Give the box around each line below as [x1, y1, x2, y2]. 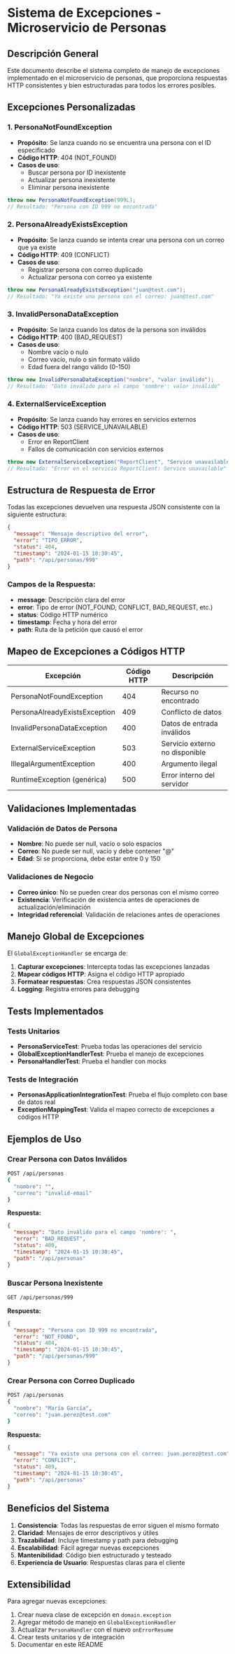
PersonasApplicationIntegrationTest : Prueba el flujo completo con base [17, 1091, 228, 1099]
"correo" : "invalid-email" [13, 1190, 92, 1197]
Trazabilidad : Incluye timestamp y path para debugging [17, 1536, 178, 1544]
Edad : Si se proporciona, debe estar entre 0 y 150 [17, 855, 161, 863]
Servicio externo [161, 738, 215, 748]
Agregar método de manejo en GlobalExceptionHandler [17, 1618, 176, 1627]
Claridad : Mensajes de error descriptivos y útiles [17, 1529, 159, 1537]
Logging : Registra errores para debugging [17, 985, 140, 993]
